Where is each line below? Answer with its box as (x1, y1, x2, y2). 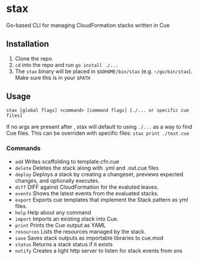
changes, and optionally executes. (14, 177, 100, 184)
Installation (6, 39, 49, 49)
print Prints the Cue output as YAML (14, 221, 106, 229)
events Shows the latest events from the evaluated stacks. (14, 189, 159, 196)
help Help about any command (14, 208, 91, 216)
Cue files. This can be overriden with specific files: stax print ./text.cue (6, 129, 190, 137)
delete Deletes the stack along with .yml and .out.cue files (14, 164, 159, 171)
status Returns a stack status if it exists (14, 240, 113, 247)
